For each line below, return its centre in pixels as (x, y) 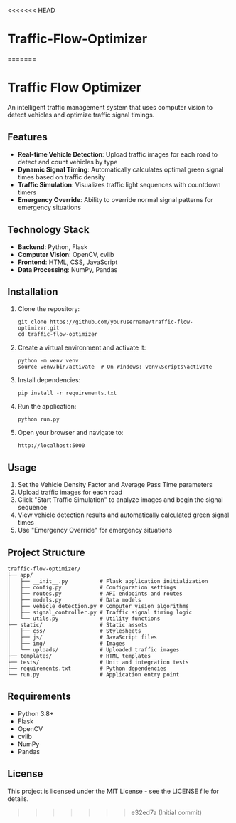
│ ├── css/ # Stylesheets (74, 631)
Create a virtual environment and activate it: (82, 347)
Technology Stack (48, 230)
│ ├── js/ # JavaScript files (82, 637)
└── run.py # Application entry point (93, 675)
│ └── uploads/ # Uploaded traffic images (93, 650)
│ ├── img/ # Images (66, 644)
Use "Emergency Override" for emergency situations (95, 530)
